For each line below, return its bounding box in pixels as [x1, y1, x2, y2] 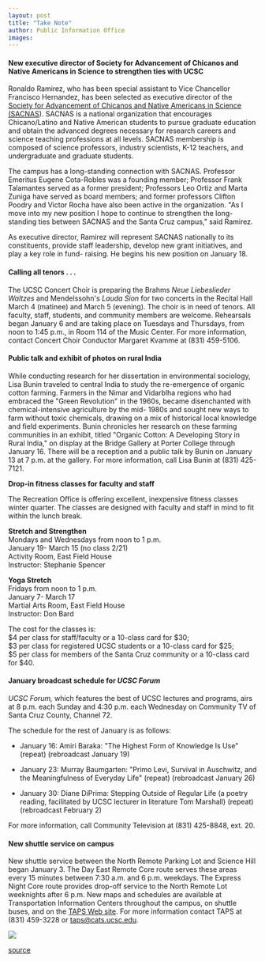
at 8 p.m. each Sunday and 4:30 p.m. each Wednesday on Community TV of [8, 702, 256, 712]
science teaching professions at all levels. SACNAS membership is [8, 134, 224, 144]
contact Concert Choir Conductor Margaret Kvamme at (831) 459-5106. [8, 335, 241, 345]
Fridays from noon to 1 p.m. [8, 583, 97, 593]
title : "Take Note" [8, 19, 73, 27]
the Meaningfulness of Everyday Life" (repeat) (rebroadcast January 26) [19, 773, 256, 783]
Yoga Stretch [8, 575, 52, 585]
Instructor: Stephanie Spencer [8, 559, 106, 570]
